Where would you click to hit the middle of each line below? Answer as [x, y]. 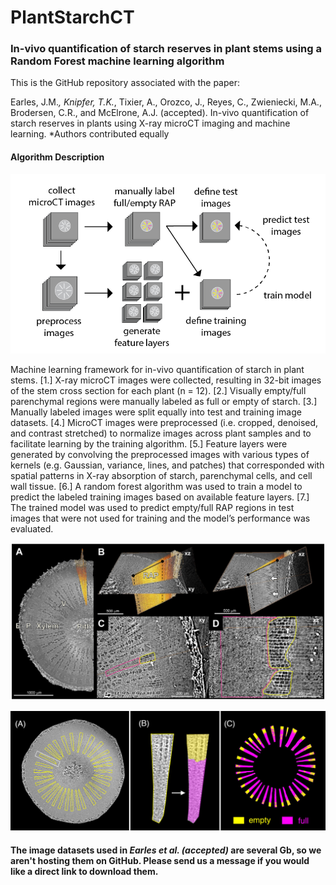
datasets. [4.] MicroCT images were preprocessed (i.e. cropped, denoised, [164, 422]
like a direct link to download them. [84, 872]
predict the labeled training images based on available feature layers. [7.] [160, 497]
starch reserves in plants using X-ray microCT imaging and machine [150, 123]
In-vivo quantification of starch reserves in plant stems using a [166, 49]
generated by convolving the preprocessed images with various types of [160, 454]
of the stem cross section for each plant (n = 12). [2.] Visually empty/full [158, 390]
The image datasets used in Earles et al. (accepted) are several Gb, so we [166, 850]
